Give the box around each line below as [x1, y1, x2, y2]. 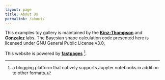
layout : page [5, 7, 32, 12]
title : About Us [5, 12, 38, 17]
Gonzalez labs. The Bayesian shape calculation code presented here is [5, 35, 149, 41]
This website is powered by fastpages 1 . [5, 50, 87, 56]
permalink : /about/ [5, 16, 45, 21]
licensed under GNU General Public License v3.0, [5, 40, 105, 46]
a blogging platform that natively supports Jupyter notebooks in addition [12, 65, 159, 71]
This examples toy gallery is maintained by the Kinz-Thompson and [5, 30, 142, 36]
